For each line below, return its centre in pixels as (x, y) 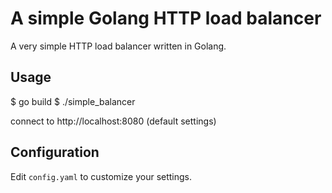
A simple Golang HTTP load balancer (166, 18)
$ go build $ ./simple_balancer (73, 101)
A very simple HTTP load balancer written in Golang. (118, 46)
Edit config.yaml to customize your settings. (101, 176)
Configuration (55, 152)
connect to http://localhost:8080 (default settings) (113, 121)
